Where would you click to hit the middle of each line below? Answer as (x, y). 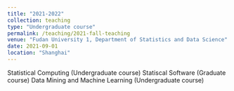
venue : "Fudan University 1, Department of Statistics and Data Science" (118, 40)
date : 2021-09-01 (33, 46)
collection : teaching (39, 20)
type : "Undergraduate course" (52, 27)
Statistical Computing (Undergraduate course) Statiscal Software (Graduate (117, 72)
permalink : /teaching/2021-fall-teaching (69, 33)
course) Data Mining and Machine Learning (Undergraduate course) (106, 80)
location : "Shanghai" (39, 53)
